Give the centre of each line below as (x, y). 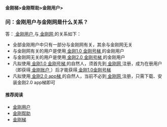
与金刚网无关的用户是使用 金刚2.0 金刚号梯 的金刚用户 (69, 57)
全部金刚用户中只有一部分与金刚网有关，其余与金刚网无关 (72, 44)
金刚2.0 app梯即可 (36, 82)
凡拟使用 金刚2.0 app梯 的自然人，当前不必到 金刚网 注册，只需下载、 (85, 76)
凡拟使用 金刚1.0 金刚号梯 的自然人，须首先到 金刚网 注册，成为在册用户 (87, 63)
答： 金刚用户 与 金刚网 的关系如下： (43, 34)
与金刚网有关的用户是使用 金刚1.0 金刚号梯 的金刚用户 (68, 51)
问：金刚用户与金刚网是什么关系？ (47, 22)
